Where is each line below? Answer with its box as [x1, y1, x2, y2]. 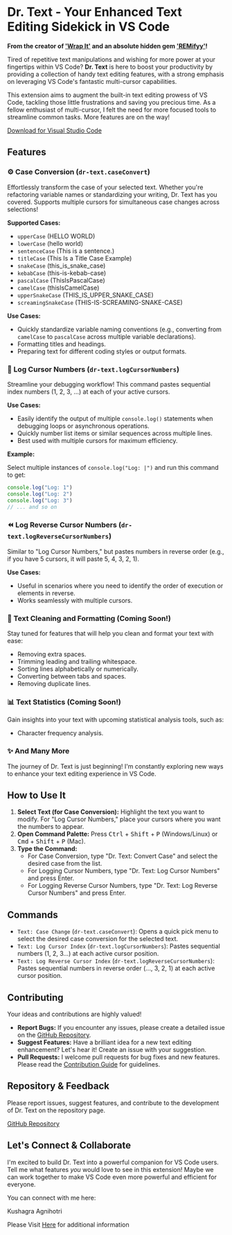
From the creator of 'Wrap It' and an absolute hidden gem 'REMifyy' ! [7, 42, 208, 50]
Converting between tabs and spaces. [17, 672, 127, 681]
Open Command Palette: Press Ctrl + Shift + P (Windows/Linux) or [17, 830, 218, 839]
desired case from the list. [27, 859, 102, 868]
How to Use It [7, 789, 66, 801]
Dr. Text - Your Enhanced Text [7, 4, 182, 20]
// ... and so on [7, 503, 57, 510]
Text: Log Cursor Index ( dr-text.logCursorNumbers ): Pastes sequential [17, 942, 220, 950]
